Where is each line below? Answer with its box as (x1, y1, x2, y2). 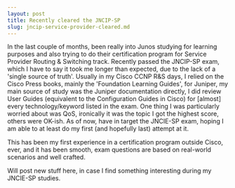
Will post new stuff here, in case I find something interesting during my (7, 166, 212, 175)
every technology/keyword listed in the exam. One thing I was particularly (7, 102, 220, 111)
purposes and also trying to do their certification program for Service (7, 50, 207, 58)
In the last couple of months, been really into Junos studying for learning (7, 43, 217, 51)
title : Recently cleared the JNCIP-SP (7, 17, 121, 24)
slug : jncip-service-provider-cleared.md (7, 23, 130, 30)
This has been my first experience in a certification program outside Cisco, (7, 138, 223, 147)
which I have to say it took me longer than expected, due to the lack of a (7, 65, 216, 74)
